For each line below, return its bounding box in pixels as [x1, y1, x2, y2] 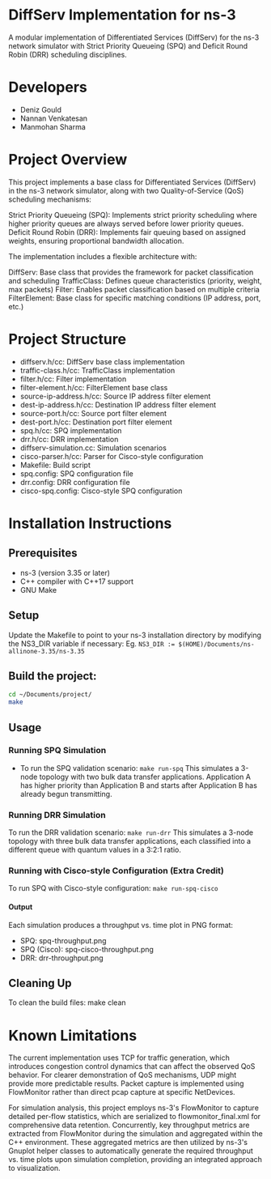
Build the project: [8, 669, 97, 683]
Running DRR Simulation [8, 809, 107, 820]
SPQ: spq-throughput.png [19, 935, 107, 945]
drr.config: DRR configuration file [19, 477, 131, 487]
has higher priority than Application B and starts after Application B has [19, 780, 257, 790]
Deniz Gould [19, 104, 62, 114]
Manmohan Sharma [19, 121, 87, 131]
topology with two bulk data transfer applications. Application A [39, 772, 251, 781]
